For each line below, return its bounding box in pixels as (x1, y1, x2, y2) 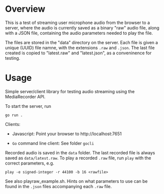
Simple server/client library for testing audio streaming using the (5, 88, 135, 94)
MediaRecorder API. (5, 94, 46, 99)
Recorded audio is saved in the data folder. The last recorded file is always (5, 149, 155, 155)
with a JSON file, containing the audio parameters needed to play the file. (5, 30, 153, 36)
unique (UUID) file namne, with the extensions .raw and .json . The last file (5, 45, 155, 50)
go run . (5, 113, 23, 118)
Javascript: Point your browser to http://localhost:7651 (12, 131, 122, 137)
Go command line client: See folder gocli (12, 140, 94, 146)
